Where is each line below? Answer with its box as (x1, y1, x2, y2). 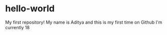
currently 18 (5, 24, 30, 30)
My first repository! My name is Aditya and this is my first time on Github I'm (5, 19, 162, 25)
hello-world (5, 3, 55, 14)
